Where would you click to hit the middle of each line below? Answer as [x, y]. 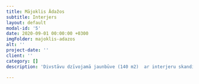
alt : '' [16, 45]
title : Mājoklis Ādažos [36, 12]
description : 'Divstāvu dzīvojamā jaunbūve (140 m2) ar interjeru [91, 67]
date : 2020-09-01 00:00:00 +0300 [47, 34]
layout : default [26, 22]
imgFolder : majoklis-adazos [41, 39]
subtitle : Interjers [32, 17]
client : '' [20, 56]
